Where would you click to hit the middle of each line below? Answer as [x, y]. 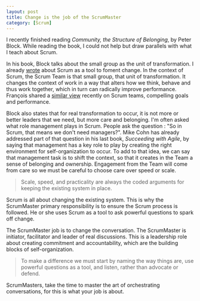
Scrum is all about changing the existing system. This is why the [85, 200]
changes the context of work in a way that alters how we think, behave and [99, 83]
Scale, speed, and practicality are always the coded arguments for [102, 182]
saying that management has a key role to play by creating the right [89, 145]
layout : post [22, 12]
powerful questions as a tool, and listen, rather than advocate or [99, 267]
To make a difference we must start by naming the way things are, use [107, 261]
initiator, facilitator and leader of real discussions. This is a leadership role [97, 237]
